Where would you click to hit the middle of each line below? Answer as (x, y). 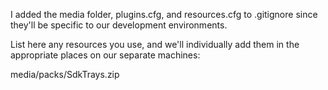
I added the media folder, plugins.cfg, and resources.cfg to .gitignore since (164, 14)
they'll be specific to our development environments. (119, 25)
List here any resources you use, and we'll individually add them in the (155, 44)
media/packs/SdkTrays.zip (65, 74)
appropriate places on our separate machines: (105, 55)
